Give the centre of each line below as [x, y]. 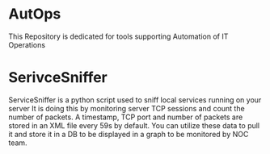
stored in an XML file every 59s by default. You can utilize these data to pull [134, 125]
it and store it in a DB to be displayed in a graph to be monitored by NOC [129, 134]
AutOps [35, 14]
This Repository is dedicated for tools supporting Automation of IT [118, 36]
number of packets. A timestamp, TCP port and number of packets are [126, 117]
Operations [27, 44]
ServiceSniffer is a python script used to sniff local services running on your [135, 100]
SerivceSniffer [58, 78]
